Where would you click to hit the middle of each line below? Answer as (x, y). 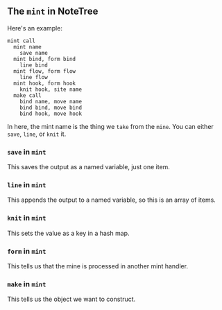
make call (27, 95)
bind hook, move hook (51, 114)
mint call (22, 41)
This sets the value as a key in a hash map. (68, 233)
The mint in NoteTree (53, 11)
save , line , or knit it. (37, 134)
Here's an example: (35, 28)
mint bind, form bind (45, 59)
